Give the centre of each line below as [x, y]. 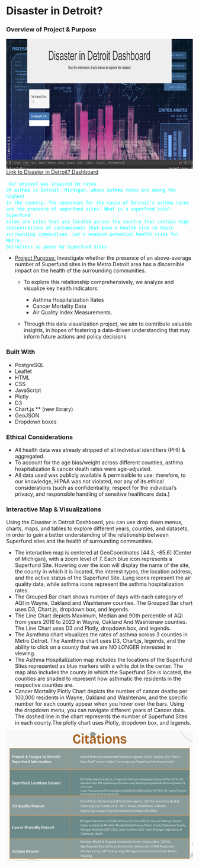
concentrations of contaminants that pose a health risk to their [90, 228]
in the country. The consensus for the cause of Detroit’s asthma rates [98, 203]
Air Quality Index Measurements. [72, 313]
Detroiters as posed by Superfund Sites [57, 247]
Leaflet [23, 371]
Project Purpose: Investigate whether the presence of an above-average [103, 258]
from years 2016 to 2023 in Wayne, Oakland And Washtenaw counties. [101, 622]
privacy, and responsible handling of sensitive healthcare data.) [92, 494]
